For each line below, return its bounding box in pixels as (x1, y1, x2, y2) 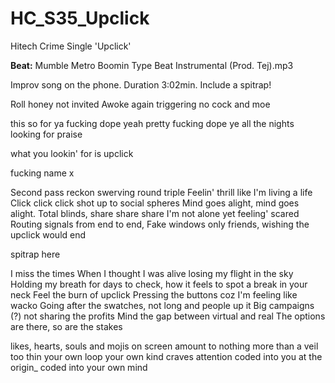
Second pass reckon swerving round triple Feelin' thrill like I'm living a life (10, 186, 313, 198)
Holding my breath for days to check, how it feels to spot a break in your (10, 278, 308, 290)
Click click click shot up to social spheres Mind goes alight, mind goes (10, 197, 300, 209)
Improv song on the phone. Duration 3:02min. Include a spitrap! (10, 78, 272, 91)
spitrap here (10, 248, 61, 260)
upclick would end (10, 228, 87, 241)
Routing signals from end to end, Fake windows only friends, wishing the (10, 218, 310, 230)
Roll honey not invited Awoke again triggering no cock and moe (10, 98, 271, 110)
